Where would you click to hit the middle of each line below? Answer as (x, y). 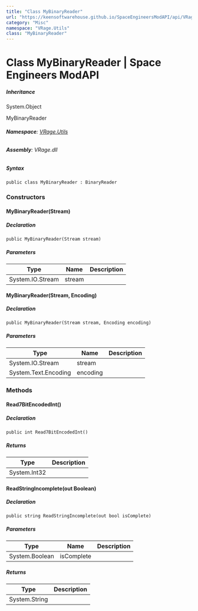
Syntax (15, 168)
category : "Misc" (27, 22)
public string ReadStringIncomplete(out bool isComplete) (79, 516)
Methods (19, 390)
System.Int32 (28, 472)
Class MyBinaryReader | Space (84, 63)
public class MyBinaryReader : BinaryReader (62, 183)
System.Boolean (32, 556)
